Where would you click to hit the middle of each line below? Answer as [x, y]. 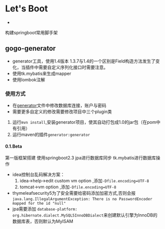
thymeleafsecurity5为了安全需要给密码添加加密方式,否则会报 [74, 193]
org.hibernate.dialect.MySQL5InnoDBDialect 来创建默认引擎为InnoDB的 [85, 215]
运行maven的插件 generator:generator [51, 135]
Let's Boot [27, 9]
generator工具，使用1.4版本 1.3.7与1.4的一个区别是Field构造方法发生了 [84, 61]
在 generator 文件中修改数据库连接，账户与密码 [59, 106]
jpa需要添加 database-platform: [45, 209]
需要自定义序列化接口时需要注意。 [73, 67]
